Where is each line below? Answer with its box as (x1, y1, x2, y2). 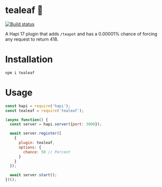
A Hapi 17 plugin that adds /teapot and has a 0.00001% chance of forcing (5, 31, 157, 37)
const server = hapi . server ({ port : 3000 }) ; (10, 122, 102, 127)
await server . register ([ (10, 131, 62, 136)
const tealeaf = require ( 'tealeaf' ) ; (5, 108, 84, 113)
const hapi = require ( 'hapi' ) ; (5, 103, 71, 108)
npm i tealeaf (5, 70, 35, 75)
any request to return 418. (5, 36, 59, 42)
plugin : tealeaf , (18, 140, 55, 145)
